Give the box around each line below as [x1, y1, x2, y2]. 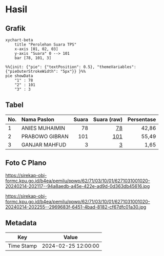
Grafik [5, 24, 26, 33]
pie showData [5, 73, 33, 78]
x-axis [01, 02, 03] [14, 47, 58, 52]
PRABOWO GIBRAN [21, 133, 69, 140]
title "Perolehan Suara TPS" [14, 42, 77, 47]
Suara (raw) [93, 116, 123, 123]
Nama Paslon [21, 116, 55, 123]
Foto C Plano [5, 159, 47, 167]
